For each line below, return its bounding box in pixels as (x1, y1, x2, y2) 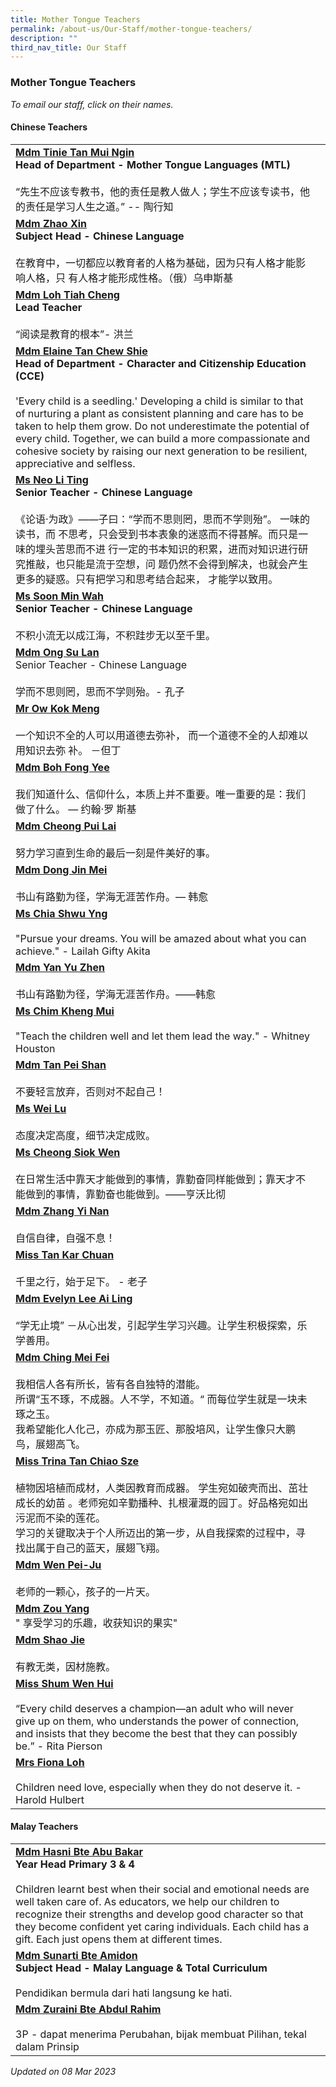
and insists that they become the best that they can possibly (15, 1726, 298, 1740)
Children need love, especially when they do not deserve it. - (15, 1780, 302, 1794)
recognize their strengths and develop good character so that (15, 1907, 304, 1921)
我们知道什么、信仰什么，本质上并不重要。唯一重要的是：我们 (15, 787, 307, 801)
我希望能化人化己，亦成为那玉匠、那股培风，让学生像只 (15, 1422, 277, 1436)
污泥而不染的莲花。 (15, 1511, 107, 1525)
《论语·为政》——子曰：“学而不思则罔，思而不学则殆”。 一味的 (15, 512, 311, 526)
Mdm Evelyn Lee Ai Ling (15, 1291, 133, 1305)
